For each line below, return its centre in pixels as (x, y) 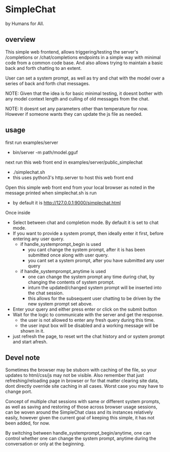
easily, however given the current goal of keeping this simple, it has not (80, 418)
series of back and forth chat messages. (48, 83)
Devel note (23, 357)
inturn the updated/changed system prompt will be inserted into (95, 287)
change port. (19, 392)
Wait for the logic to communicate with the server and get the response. (88, 314)
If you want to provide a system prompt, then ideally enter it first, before (88, 233)
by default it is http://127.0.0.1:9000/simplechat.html (67, 203)
